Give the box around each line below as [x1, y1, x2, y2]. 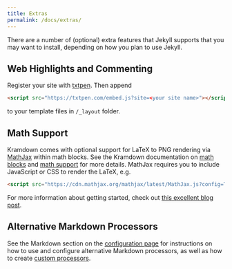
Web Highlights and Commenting [7, 63, 153, 75]
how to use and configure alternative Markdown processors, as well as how [7, 246, 222, 254]
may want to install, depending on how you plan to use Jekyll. [7, 43, 183, 51]
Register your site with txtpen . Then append [7, 81, 133, 90]
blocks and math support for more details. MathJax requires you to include [7, 160, 220, 168]
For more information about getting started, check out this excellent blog [7, 193, 214, 201]
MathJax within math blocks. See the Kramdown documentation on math [7, 153, 214, 161]
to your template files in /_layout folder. [7, 107, 121, 115]
